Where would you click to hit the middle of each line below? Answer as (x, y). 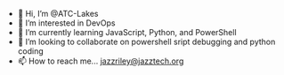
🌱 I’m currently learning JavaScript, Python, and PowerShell (127, 32)
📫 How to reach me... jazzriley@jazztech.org (101, 61)
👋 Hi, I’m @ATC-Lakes (58, 14)
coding (31, 51)
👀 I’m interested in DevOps (66, 23)
